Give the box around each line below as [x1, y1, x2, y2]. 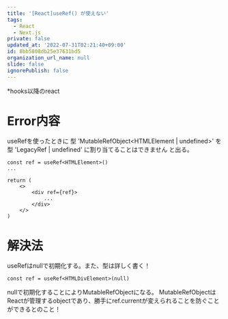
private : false [7, 36, 51, 42]
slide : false [7, 61, 44, 68]
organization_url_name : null [7, 55, 90, 61]
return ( [7, 177, 32, 184]
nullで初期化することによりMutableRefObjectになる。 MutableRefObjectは [7, 288, 216, 296]
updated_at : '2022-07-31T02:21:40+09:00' [7, 42, 127, 48]
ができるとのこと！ [7, 305, 61, 314]
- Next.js [13, 29, 41, 36]
